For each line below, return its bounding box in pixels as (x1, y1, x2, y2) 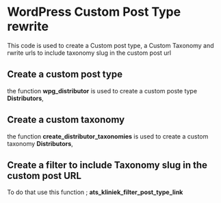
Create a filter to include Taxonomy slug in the (7, 159, 207, 171)
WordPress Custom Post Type (7, 4, 181, 20)
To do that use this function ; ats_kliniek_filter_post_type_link (7, 188, 183, 196)
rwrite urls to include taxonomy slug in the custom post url (7, 49, 172, 57)
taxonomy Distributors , (7, 139, 73, 147)
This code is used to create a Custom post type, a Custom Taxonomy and (7, 41, 214, 49)
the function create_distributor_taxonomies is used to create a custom (7, 132, 209, 141)
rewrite (7, 19, 49, 34)
